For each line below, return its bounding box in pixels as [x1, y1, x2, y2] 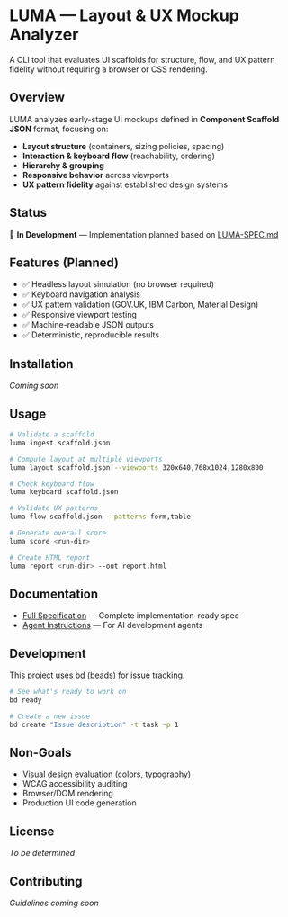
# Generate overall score [9, 528, 106, 537]
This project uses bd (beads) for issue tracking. [9, 670, 185, 680]
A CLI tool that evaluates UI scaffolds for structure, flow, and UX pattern [9, 54, 275, 65]
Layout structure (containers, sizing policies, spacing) [22, 140, 225, 151]
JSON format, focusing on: [9, 123, 109, 134]
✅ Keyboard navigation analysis [22, 289, 141, 300]
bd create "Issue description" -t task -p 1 [9, 720, 179, 729]
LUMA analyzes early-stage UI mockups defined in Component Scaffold [9, 113, 280, 124]
